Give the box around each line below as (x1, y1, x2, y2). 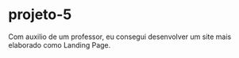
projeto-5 (8, 6, 72, 24)
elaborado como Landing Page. (8, 40, 111, 49)
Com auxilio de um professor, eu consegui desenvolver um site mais (8, 32, 232, 41)
